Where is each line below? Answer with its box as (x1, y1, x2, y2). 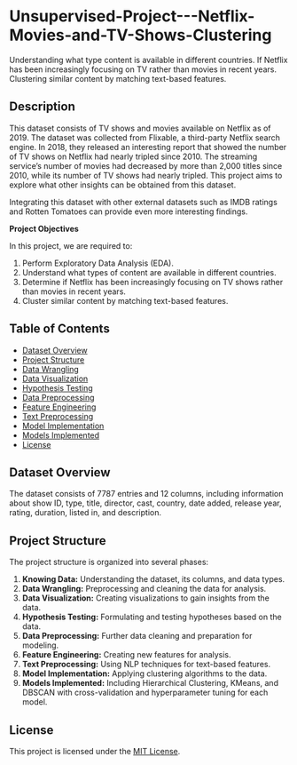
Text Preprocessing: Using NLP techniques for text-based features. (21, 659, 271, 670)
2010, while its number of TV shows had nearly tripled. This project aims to (9, 170, 283, 180)
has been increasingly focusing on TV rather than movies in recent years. (9, 64, 277, 75)
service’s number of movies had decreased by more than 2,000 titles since (9, 160, 283, 171)
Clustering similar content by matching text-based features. (9, 73, 227, 84)
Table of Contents (9, 322, 111, 337)
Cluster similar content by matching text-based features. (21, 295, 229, 306)
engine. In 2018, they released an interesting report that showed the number (9, 141, 287, 152)
